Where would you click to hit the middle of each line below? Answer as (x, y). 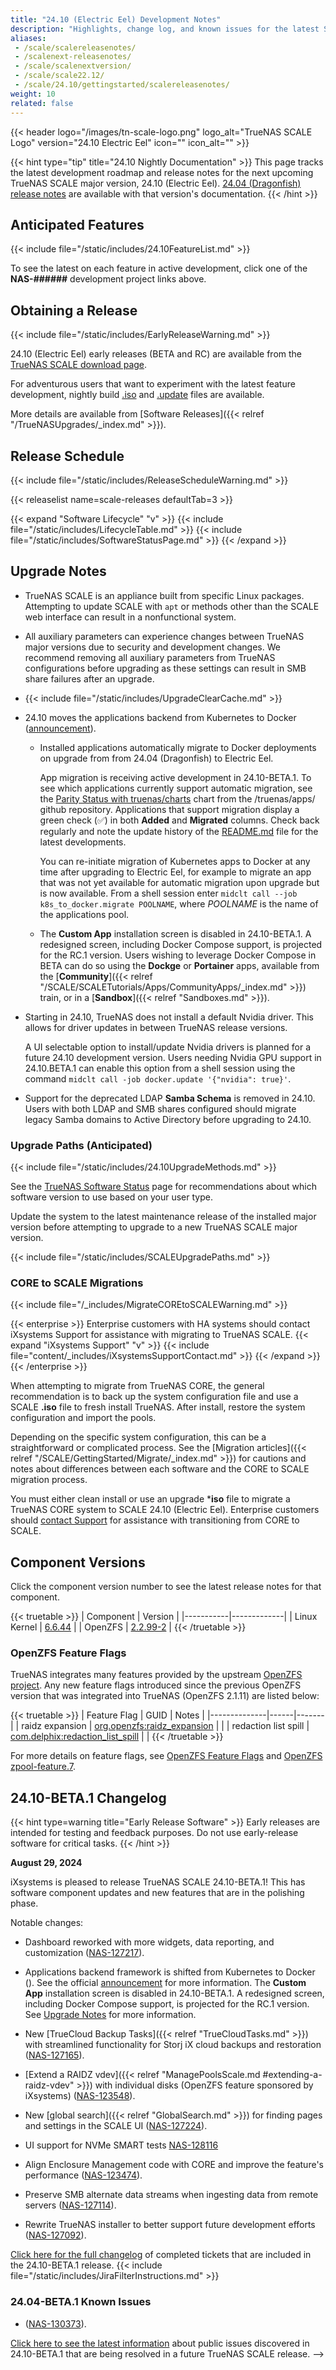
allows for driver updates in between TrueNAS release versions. (156, 1027)
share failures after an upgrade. (89, 678)
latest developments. (83, 842)
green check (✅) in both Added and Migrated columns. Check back (179, 820)
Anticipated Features (77, 224)
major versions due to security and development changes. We (152, 647)
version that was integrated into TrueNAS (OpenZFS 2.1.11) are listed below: (165, 1696)
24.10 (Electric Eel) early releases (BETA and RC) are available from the (156, 354)
